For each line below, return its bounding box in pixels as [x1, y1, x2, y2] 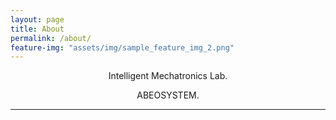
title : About [10, 24, 65, 34]
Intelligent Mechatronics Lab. [108, 70, 228, 82]
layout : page [10, 14, 65, 25]
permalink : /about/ [10, 33, 92, 43]
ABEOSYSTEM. [136, 89, 200, 101]
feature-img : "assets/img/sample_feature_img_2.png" [10, 42, 235, 53]
